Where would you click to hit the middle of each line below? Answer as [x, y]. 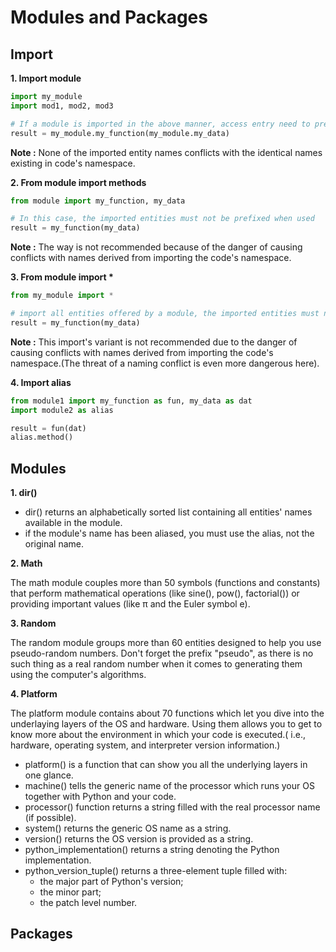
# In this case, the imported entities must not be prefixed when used [162, 219]
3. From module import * [62, 277]
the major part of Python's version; [111, 882]
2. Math [26, 563]
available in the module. [73, 523]
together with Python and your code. [100, 797]
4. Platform [34, 694]
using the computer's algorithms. [78, 675]
